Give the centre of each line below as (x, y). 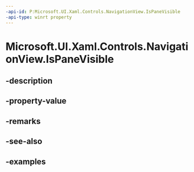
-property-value (36, 101)
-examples (26, 162)
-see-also (24, 141)
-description (29, 81)
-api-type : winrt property (39, 17)
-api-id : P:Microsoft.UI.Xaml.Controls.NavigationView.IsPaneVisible (93, 12)
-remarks (23, 121)
